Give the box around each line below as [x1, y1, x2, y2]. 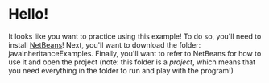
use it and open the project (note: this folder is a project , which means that [8, 57, 256, 67]
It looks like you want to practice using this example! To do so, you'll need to [8, 31, 262, 41]
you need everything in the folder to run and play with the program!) [8, 65, 234, 75]
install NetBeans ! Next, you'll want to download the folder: [8, 39, 201, 49]
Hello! [8, 5, 49, 23]
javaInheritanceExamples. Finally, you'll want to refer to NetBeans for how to [8, 48, 262, 58]
